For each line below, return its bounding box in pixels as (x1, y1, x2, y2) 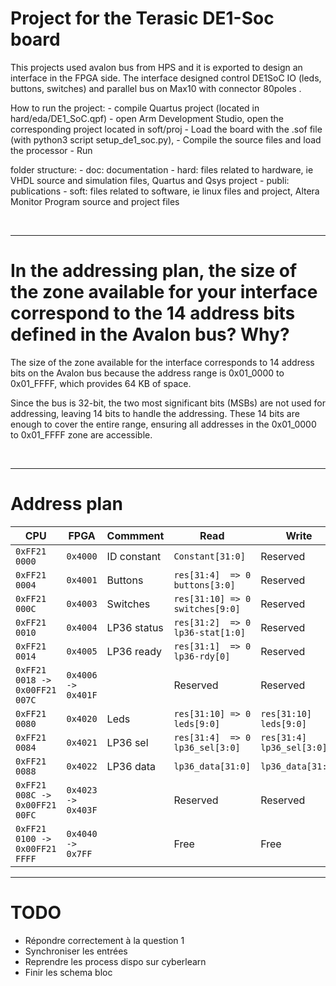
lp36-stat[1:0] (173, 627, 246, 638)
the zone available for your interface (10, 281, 318, 304)
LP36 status (106, 620, 164, 634)
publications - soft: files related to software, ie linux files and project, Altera (10, 185, 320, 197)
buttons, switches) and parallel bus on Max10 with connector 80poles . (10, 82, 302, 94)
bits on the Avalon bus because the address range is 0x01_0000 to (10, 367, 285, 379)
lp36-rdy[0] (173, 650, 231, 662)
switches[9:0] (173, 603, 241, 614)
